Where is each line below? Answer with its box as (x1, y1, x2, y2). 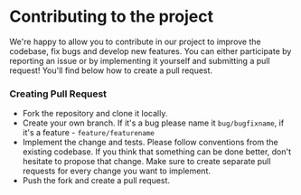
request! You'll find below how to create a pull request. (9, 65, 213, 76)
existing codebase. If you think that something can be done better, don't (22, 146, 292, 157)
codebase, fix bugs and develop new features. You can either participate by (9, 45, 292, 56)
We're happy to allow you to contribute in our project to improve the (9, 36, 261, 47)
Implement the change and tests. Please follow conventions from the (22, 137, 278, 148)
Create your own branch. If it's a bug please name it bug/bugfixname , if (22, 117, 285, 128)
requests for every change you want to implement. (22, 165, 211, 177)
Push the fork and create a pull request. (22, 175, 170, 186)
